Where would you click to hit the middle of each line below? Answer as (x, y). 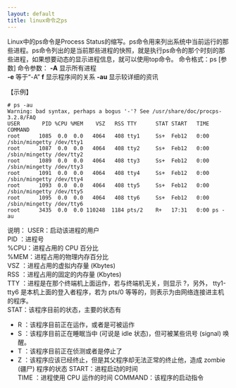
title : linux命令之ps (37, 20)
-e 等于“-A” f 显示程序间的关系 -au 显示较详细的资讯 (83, 77)
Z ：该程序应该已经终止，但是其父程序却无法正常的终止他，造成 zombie (121, 360)
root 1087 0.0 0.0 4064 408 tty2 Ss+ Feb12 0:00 (108, 148)
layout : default (31, 14)
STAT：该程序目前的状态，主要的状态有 (64, 309)
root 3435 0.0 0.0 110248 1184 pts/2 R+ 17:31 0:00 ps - (116, 210)
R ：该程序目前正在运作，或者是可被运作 (76, 325)
